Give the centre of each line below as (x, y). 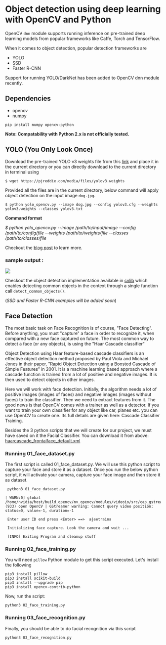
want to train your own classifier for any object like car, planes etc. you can (82, 410)
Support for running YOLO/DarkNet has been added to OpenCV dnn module (82, 78)
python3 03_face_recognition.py (38, 638)
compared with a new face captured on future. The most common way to (80, 338)
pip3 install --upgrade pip (34, 583)
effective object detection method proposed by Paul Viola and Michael (77, 358)
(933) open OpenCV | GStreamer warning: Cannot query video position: (79, 506)
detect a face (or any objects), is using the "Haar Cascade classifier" (75, 344)
